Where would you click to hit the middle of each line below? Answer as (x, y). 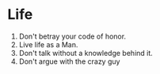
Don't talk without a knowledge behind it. (86, 53)
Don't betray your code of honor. (72, 36)
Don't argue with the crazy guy (69, 61)
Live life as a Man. (48, 44)
